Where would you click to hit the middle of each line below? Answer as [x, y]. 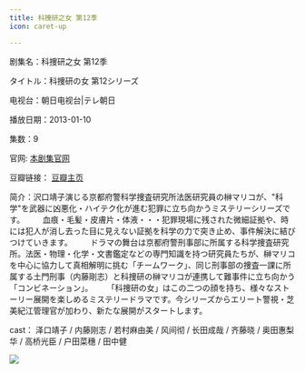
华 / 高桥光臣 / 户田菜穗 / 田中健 [68, 341]
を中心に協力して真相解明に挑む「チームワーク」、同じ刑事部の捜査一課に [147, 265]
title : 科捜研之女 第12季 [54, 18]
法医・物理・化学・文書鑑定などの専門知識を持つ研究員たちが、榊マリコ [160, 253]
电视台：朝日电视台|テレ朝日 [63, 100]
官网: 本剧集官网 [39, 158]
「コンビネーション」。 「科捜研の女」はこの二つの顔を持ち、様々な [142, 287]
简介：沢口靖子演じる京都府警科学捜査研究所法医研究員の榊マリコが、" [143, 197]
